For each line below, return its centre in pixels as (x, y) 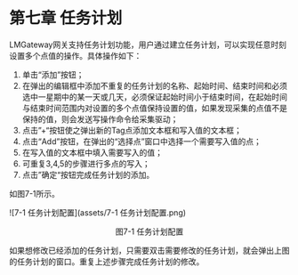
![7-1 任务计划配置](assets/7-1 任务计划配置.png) (98, 212)
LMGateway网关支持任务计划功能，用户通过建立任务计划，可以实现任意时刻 (148, 44)
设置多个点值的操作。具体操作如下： (76, 55)
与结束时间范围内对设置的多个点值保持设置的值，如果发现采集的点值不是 (154, 108)
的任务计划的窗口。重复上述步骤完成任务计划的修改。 (107, 261)
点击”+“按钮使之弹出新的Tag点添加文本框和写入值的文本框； (132, 130)
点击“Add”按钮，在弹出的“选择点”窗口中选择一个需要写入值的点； (142, 141)
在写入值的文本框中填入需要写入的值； (92, 152)
